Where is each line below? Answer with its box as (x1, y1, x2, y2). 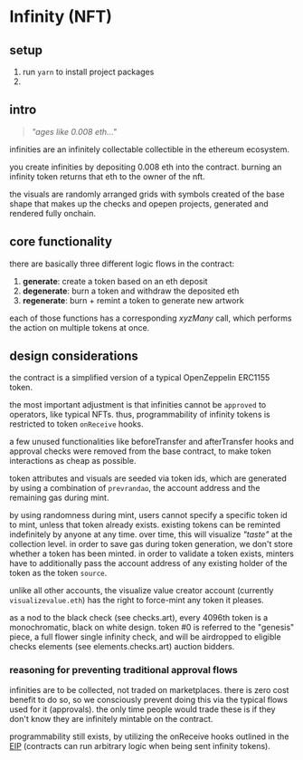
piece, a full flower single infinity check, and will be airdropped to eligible (9, 631, 282, 642)
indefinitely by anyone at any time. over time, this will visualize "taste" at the (9, 529, 293, 540)
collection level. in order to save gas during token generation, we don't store (9, 539, 294, 550)
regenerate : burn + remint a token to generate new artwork (22, 294, 244, 305)
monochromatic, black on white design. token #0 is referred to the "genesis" (9, 622, 295, 633)
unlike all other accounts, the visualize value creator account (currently (9, 585, 274, 596)
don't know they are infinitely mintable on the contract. (9, 713, 213, 724)
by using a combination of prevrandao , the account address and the (9, 483, 260, 494)
